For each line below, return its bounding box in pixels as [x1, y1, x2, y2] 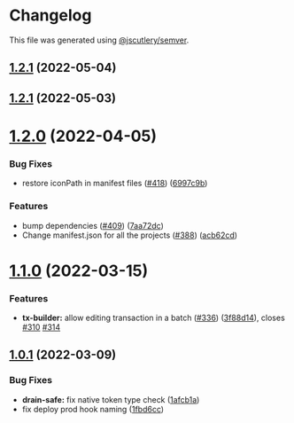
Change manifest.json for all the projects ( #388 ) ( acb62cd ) [21, 230, 237, 240]
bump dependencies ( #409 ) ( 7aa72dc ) [21, 220, 164, 231]
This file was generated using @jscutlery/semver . [9, 35, 190, 45]
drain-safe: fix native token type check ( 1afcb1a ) [21, 394, 200, 404]
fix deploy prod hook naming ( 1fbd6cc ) [21, 403, 165, 414]
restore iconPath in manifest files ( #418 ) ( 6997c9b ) [21, 178, 208, 189]
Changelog [9, 5, 92, 26]
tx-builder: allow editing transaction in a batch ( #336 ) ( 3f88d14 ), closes [21, 312, 285, 323]
